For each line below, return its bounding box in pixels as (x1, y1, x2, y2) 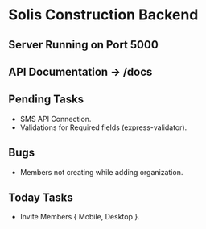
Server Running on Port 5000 (8, 38, 159, 52)
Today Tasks (8, 190, 74, 204)
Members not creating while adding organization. (19, 167, 183, 177)
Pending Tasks (8, 93, 84, 106)
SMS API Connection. (19, 114, 92, 123)
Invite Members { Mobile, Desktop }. (19, 212, 140, 222)
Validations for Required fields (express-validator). (19, 123, 187, 132)
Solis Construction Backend (8, 6, 199, 24)
